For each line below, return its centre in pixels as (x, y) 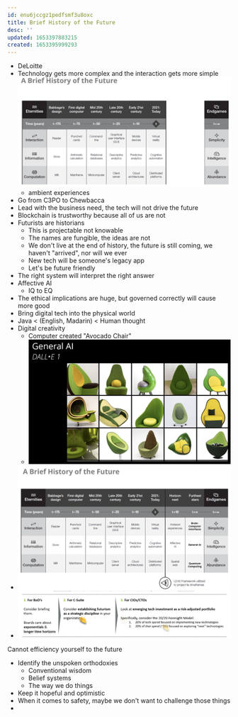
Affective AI (35, 283)
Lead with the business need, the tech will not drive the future (108, 207)
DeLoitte (30, 66)
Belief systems (50, 678)
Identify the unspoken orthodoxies (68, 662)
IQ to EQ (40, 290)
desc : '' (20, 30)
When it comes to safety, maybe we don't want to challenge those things (124, 700)
